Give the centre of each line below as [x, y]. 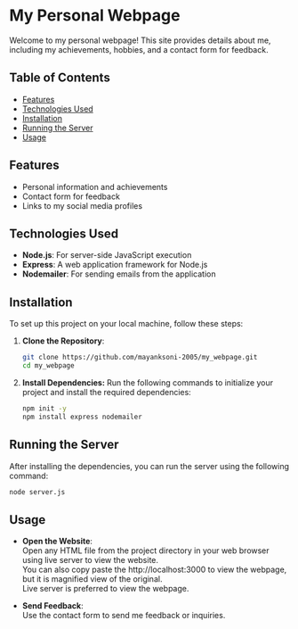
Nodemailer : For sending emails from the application [119, 274]
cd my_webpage [48, 366]
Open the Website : [57, 542]
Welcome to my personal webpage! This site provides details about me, [140, 40]
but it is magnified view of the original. [92, 579]
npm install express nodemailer [82, 417]
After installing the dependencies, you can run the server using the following [149, 466]
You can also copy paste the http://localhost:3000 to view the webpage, [154, 570]
